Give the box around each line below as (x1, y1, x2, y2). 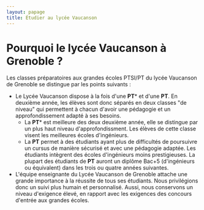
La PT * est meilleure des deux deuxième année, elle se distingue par (24, 119, 198, 126)
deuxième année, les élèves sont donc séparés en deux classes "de (15, 99, 187, 107)
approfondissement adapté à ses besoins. (15, 112, 121, 119)
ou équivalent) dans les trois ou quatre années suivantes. (24, 164, 169, 171)
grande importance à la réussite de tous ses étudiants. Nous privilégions (15, 177, 198, 184)
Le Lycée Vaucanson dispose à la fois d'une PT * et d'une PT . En (15, 92, 178, 100)
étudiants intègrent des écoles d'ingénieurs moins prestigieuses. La (24, 151, 195, 159)
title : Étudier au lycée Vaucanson (6, 15, 97, 21)
